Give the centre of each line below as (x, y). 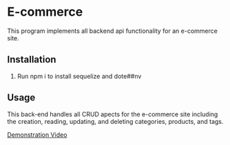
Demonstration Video (37, 135)
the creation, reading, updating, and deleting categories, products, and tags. (115, 121)
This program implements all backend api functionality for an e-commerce (113, 31)
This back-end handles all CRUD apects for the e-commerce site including (113, 114)
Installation (32, 60)
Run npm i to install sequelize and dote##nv (79, 76)
